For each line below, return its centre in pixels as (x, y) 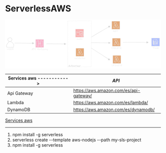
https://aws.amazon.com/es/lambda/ (111, 103)
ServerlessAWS (38, 9)
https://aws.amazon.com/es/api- (107, 91)
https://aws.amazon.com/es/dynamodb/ (114, 110)
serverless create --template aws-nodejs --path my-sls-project (77, 140)
